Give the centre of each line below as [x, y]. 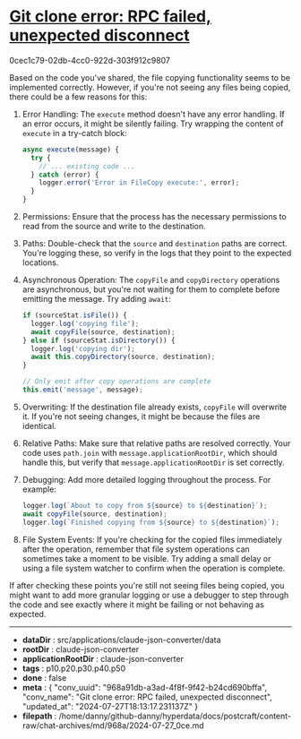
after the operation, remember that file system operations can [136, 549]
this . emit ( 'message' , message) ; [82, 390]
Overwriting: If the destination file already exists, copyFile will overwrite [155, 407]
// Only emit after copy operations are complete [117, 382]
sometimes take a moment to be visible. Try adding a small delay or [146, 558]
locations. [40, 262]
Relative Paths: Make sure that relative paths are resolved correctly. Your [156, 443]
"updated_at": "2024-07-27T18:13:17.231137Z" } [110, 706]
